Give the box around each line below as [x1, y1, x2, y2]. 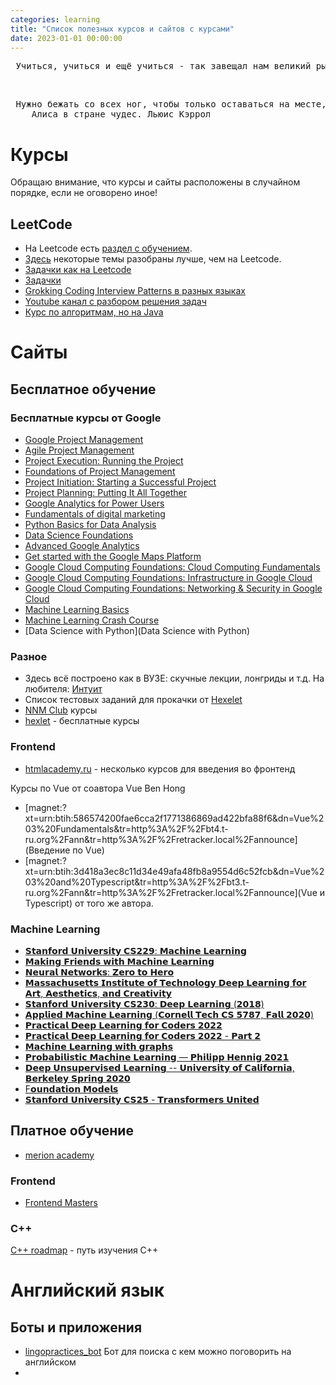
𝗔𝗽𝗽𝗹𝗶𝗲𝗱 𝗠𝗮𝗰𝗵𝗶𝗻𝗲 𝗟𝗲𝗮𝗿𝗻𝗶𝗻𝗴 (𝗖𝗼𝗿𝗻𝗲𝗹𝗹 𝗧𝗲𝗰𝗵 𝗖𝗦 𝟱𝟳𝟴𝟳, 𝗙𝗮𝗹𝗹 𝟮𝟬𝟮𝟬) [24, 1008, 315, 1020]
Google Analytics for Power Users [24, 497, 165, 509]
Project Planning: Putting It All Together [24, 487, 187, 498]
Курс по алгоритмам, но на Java [24, 306, 164, 318]
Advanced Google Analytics [24, 540, 140, 551]
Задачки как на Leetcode [24, 264, 132, 276]
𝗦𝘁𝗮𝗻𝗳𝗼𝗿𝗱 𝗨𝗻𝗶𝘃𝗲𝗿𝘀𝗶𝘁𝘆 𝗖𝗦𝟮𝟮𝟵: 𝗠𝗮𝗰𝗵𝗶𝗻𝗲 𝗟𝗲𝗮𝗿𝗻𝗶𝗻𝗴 [24, 944, 248, 956]
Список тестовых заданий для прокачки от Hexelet [24, 694, 243, 706]
